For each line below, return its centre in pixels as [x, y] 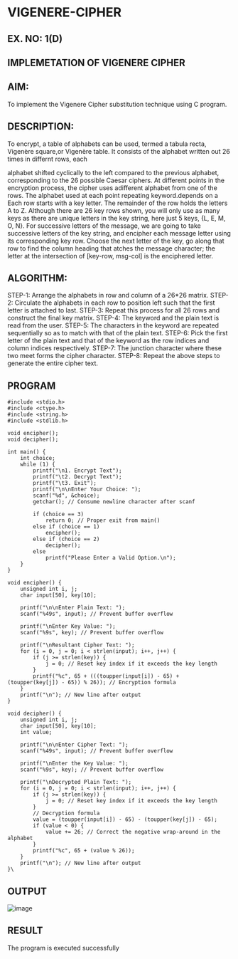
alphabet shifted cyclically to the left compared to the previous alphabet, [113, 172]
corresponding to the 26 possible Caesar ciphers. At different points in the [116, 180]
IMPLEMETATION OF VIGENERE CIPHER [97, 62]
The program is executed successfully [63, 948]
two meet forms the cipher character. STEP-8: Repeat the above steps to [114, 356]
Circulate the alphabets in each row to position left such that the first [115, 303]
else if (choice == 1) [66, 527]
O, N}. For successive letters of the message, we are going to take [104, 226]
